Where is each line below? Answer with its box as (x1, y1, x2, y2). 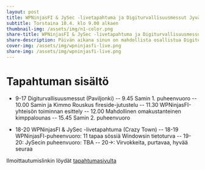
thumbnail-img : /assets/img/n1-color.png (6, 25, 113, 32)
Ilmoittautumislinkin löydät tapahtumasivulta (6, 157, 117, 164)
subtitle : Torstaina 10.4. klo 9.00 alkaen (6, 20, 119, 26)
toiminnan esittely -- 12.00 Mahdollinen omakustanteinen (38, 107, 182, 115)
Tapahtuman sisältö (6, 74, 109, 88)
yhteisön (15, 107, 38, 115)
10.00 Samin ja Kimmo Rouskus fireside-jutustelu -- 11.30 (15, 101, 159, 108)
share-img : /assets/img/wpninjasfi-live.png (6, 49, 121, 55)
